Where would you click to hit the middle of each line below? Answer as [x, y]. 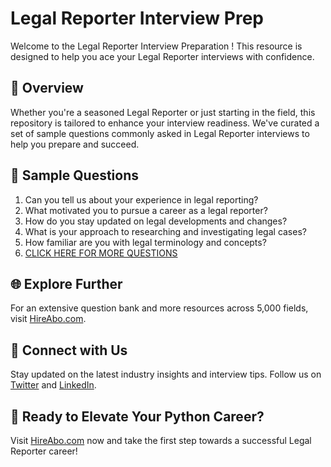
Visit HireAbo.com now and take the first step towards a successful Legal [161, 440]
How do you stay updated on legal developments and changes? [156, 221]
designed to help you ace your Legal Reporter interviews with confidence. [162, 56]
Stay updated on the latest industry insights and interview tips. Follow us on [166, 374]
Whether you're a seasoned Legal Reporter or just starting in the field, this [163, 112]
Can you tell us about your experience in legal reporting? [141, 199]
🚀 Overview [47, 88]
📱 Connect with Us [69, 350]
